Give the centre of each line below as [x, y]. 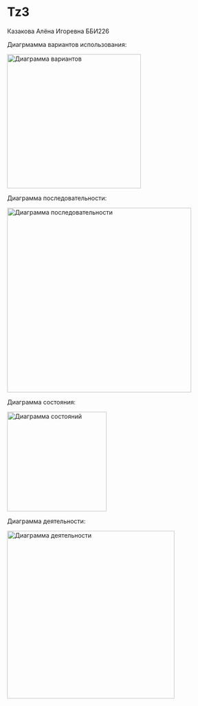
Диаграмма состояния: [42, 402]
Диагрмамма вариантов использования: [67, 44]
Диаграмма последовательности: [57, 198]
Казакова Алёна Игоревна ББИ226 [58, 31]
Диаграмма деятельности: [46, 521]
